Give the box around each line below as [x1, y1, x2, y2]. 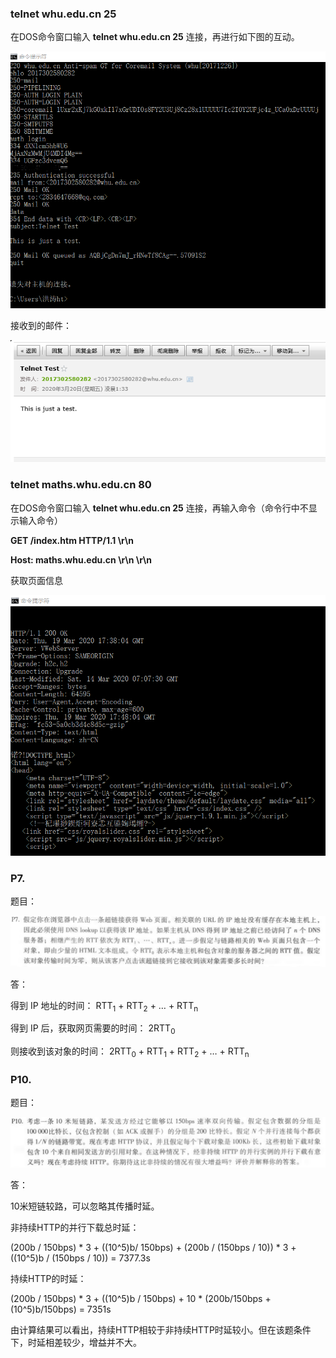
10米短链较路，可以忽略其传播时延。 [10, 1200, 160, 1212]
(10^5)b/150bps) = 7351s [10, 1303, 112, 1315]
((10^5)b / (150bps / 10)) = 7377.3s [10, 1252, 151, 1264]
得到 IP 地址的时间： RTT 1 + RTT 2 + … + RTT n [10, 999, 199, 1014]
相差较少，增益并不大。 [44, 1337, 142, 1348]
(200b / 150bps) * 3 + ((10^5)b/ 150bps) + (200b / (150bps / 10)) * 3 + [10, 1242, 297, 1253]
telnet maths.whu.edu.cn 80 [10, 478, 152, 492]
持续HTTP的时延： [10, 1273, 87, 1284]
